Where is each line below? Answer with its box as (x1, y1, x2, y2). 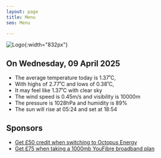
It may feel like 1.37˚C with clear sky (14, 87, 103, 94)
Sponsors (6, 123, 43, 133)
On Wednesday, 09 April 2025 (6, 58, 121, 68)
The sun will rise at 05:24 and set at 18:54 (14, 106, 118, 113)
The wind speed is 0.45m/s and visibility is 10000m (14, 93, 141, 100)
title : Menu (6, 14, 36, 20)
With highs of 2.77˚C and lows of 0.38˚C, (14, 81, 115, 88)
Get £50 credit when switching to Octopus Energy (14, 139, 138, 146)
